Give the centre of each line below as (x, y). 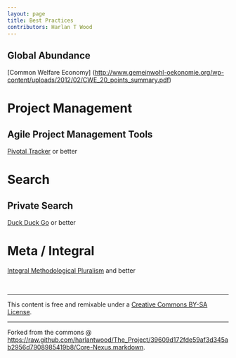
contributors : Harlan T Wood (50, 27)
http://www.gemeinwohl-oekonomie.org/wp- (159, 73)
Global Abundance (49, 55)
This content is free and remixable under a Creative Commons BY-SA (107, 304)
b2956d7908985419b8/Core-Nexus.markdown (76, 347)
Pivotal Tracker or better (42, 152)
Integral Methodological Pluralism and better (71, 271)
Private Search (40, 205)
